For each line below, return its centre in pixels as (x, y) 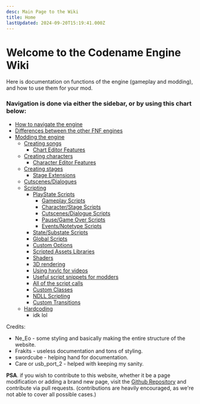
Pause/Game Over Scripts (73, 220)
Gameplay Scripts (63, 201)
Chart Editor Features (59, 150)
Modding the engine (39, 137)
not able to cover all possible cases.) (51, 394)
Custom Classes (53, 289)
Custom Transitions (56, 302)
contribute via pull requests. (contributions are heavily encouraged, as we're (100, 388)
